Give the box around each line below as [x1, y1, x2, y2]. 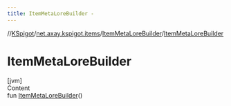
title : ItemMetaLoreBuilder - [7, 10, 95, 17]
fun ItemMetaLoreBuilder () [7, 91, 83, 99]
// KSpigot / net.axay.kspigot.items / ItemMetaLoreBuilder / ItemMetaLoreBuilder [7, 29, 224, 37]
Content [7, 84, 30, 92]
